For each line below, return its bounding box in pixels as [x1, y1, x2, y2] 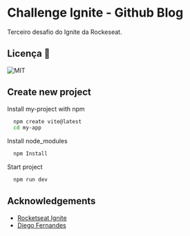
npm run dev [13, 176, 48, 183]
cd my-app [13, 125, 41, 131]
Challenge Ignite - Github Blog [7, 5, 184, 21]
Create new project [7, 87, 91, 98]
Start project [7, 163, 43, 171]
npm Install [13, 150, 48, 157]
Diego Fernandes [17, 221, 67, 229]
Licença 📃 [7, 48, 50, 60]
